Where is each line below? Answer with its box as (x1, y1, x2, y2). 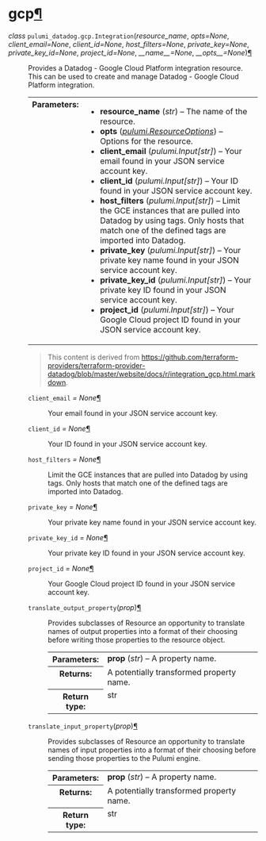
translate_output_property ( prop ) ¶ (28, 602, 142, 612)
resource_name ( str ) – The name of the (100, 106, 248, 117)
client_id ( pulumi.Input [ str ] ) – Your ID (100, 175, 239, 186)
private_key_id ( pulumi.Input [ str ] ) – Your (100, 275, 252, 286)
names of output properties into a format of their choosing (47, 626, 238, 636)
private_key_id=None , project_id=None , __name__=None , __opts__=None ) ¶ (8, 48, 252, 57)
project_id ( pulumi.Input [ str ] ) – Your (100, 304, 235, 315)
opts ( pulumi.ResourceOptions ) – (100, 125, 223, 136)
